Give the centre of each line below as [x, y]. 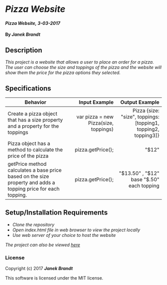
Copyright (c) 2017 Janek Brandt [39, 269]
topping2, [148, 129]
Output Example [140, 102]
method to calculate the [35, 150]
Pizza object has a [29, 143]
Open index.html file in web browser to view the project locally [76, 230]
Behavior [36, 102]
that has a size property [35, 120]
